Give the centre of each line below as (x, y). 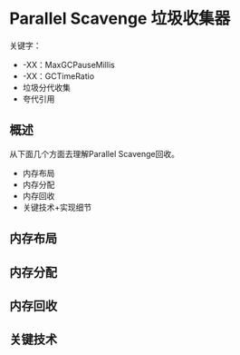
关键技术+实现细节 (57, 207)
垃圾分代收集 (46, 87)
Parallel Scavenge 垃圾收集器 (120, 19)
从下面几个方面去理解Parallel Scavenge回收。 (94, 153)
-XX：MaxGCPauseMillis (68, 64)
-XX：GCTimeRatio (58, 76)
